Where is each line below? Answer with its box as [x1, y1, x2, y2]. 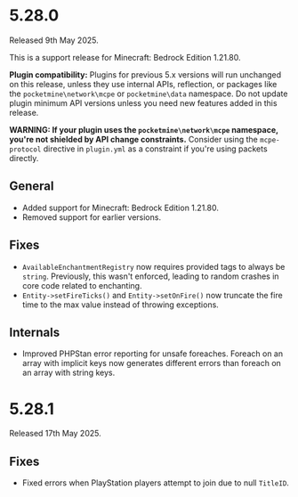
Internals [9, 324, 60, 339]
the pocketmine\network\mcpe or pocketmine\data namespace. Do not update [9, 88, 288, 99]
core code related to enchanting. [21, 280, 142, 290]
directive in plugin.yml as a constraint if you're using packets [43, 143, 269, 154]
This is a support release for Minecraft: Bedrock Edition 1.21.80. [9, 52, 241, 62]
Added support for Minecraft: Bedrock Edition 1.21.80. [21, 202, 220, 213]
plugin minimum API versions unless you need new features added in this [9, 97, 278, 108]
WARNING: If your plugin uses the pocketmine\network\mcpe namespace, [9, 124, 278, 134]
